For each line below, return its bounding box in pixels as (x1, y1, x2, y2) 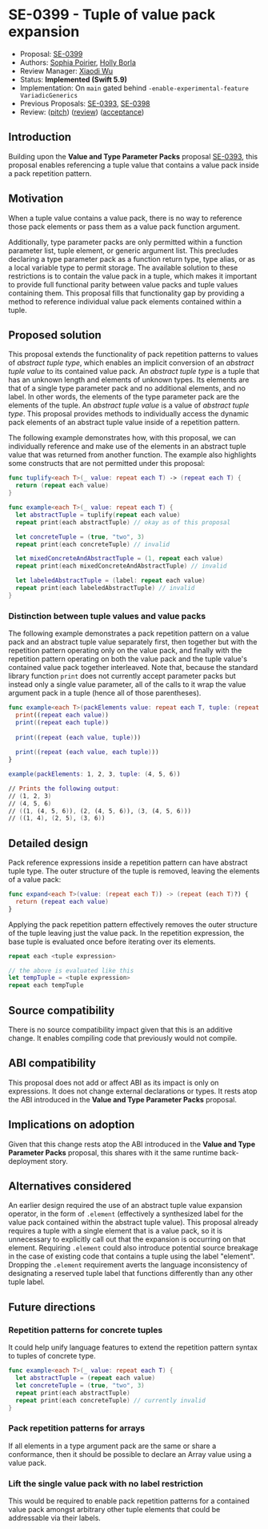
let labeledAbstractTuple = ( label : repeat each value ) (15, 576, 206, 585)
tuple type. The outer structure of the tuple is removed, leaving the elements (8, 866, 260, 876)
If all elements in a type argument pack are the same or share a (8, 1441, 217, 1451)
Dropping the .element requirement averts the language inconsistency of (8, 1260, 248, 1270)
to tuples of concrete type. (8, 1351, 96, 1361)
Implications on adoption (8, 1118, 135, 1132)
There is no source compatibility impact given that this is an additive (8, 1025, 234, 1034)
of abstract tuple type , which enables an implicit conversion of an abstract (8, 358, 254, 367)
